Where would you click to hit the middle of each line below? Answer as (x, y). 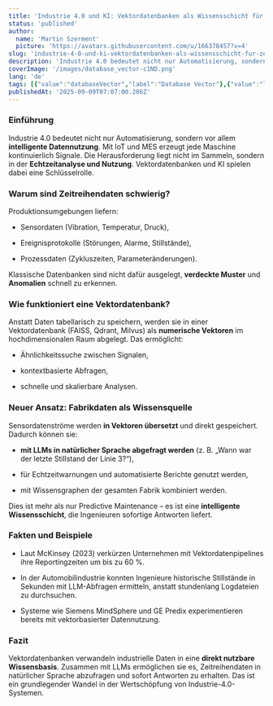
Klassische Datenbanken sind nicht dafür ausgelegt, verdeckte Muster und (134, 274)
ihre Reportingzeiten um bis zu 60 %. (82, 562)
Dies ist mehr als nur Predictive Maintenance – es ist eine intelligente (124, 506)
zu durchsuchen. (48, 594)
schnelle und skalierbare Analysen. (79, 387)
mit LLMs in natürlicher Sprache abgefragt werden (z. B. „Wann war (136, 449)
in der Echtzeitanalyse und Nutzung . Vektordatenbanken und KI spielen (130, 164)
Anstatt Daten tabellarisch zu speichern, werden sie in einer (108, 322)
